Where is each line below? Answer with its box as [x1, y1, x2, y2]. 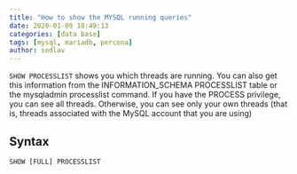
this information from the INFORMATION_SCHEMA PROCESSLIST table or [9, 80, 277, 91]
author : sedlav [9, 46, 66, 55]
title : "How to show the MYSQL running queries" [9, 12, 192, 22]
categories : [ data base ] [9, 29, 101, 38]
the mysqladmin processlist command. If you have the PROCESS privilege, [9, 90, 281, 100]
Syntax [9, 134, 50, 149]
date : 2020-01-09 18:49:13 [9, 21, 109, 30]
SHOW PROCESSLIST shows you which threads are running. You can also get [9, 70, 277, 81]
